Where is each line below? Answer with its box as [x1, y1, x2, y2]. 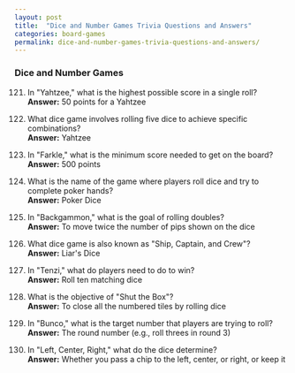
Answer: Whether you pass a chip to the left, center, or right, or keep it [26, 354, 286, 364]
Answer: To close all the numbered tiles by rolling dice [26, 301, 226, 311]
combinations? [26, 123, 81, 133]
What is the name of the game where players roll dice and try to [26, 176, 260, 186]
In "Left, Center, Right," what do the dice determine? [26, 344, 217, 354]
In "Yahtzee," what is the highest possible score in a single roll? [26, 87, 258, 97]
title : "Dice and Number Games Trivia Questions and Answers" [14, 21, 253, 30]
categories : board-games [14, 29, 106, 38]
